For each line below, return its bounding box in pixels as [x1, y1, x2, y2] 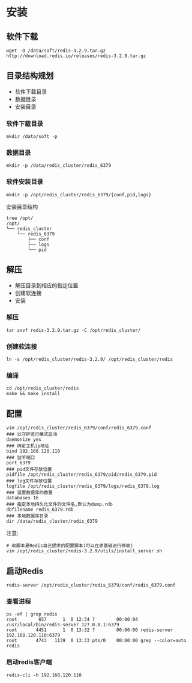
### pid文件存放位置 [6, 466, 52, 473]
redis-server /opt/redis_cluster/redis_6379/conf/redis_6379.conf [6, 582, 176, 588]
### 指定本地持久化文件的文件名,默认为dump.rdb [6, 501, 113, 508]
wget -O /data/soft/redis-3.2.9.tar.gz [6, 48, 106, 54]
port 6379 [6, 460, 31, 466]
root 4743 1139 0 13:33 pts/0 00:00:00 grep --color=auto [6, 638, 187, 644]
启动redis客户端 [6, 658, 52, 666]
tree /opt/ [6, 215, 34, 221]
